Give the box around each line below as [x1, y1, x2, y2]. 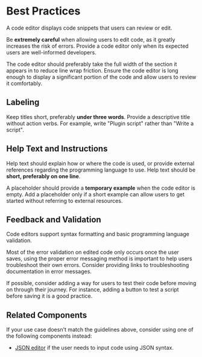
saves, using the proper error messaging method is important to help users [6, 255, 192, 262]
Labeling [6, 97, 40, 108]
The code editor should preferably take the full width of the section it [6, 60, 177, 68]
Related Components [6, 310, 87, 320]
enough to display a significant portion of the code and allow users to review [6, 73, 197, 80]
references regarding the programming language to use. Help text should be [6, 166, 196, 173]
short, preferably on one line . [6, 172, 81, 179]
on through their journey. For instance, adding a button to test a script [6, 286, 179, 294]
